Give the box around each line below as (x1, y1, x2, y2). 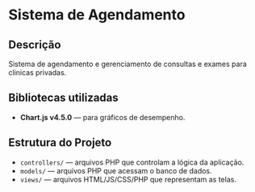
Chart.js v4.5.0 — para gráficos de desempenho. (19, 112, 186, 122)
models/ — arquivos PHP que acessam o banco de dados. (19, 165, 212, 175)
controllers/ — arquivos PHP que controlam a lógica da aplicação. (19, 157, 245, 167)
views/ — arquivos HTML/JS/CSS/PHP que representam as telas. (19, 174, 236, 184)
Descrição (8, 38, 61, 52)
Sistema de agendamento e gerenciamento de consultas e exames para (8, 59, 248, 69)
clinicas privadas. (8, 68, 67, 77)
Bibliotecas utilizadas (8, 91, 119, 105)
